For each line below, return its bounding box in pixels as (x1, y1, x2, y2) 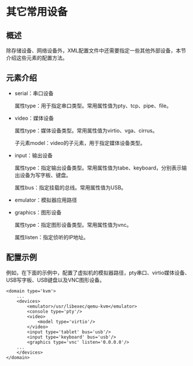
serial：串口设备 (14, 89, 54, 96)
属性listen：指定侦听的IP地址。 (14, 233, 89, 240)
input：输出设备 (14, 151, 53, 158)
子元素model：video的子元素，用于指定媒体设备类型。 (14, 139, 146, 146)
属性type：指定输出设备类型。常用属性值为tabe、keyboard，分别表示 (14, 164, 182, 171)
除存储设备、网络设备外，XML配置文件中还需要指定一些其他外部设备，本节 (6, 47, 187, 54)
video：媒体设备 (14, 115, 54, 122)
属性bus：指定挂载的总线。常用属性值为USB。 (14, 184, 127, 191)
